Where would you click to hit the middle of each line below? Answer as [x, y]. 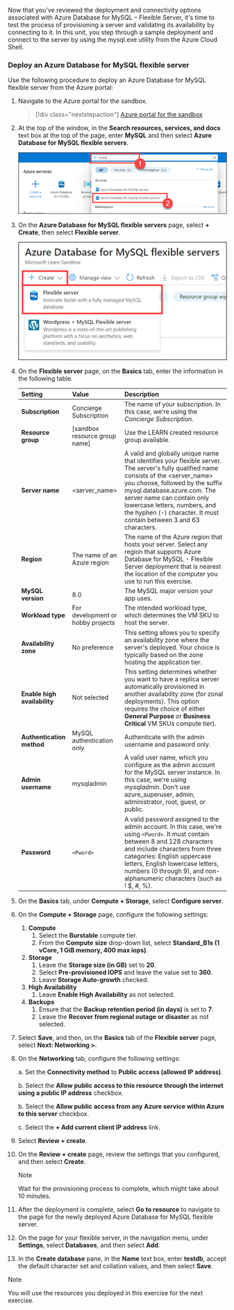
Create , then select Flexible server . [69, 232]
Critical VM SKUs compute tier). [170, 723]
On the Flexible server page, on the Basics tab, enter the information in [120, 371]
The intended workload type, [166, 608]
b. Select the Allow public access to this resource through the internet [121, 1086]
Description [142, 394]
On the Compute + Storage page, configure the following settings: [113, 915]
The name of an [94, 555]
